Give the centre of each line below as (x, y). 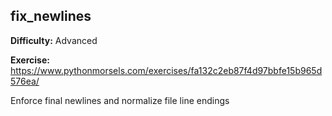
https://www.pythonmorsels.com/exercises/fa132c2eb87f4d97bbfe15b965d (166, 70)
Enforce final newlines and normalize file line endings (120, 100)
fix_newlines (51, 16)
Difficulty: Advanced (54, 40)
